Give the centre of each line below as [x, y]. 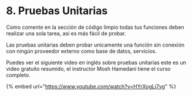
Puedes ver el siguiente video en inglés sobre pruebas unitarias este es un [96, 62]
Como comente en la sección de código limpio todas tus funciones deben [95, 27]
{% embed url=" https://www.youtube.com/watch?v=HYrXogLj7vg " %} [91, 86]
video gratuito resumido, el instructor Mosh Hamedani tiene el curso [88, 68]
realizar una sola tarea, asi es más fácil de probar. [66, 33]
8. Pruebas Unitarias [57, 11]
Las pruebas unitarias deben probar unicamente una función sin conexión [95, 45]
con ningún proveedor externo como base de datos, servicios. [81, 51]
